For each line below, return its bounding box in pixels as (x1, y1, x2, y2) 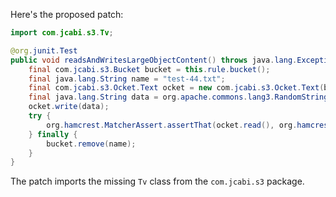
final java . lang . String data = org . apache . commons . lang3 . (28, 92, 275, 103)
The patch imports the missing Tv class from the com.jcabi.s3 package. (10, 175, 305, 188)
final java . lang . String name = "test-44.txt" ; (28, 74, 226, 84)
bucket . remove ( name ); (46, 139, 137, 149)
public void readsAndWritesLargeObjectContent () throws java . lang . (10, 55, 298, 65)
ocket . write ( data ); (28, 102, 110, 112)
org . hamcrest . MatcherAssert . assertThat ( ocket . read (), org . (46, 120, 298, 130)
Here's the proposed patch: (10, 9, 124, 20)
